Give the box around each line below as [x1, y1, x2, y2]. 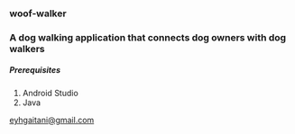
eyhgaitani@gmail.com [9, 114, 95, 125]
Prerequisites [9, 65, 61, 76]
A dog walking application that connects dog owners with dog [9, 31, 287, 43]
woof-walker [9, 7, 67, 20]
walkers [9, 42, 45, 55]
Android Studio [22, 87, 78, 98]
